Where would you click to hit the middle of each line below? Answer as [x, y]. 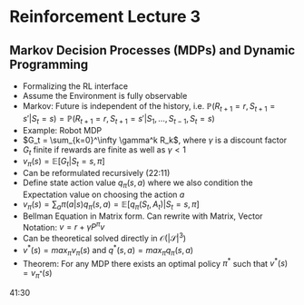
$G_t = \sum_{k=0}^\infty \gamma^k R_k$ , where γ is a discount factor [155, 140]
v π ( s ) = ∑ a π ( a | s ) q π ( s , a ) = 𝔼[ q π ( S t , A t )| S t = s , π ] [111, 205]
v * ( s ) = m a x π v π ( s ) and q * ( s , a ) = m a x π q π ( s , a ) [108, 251]
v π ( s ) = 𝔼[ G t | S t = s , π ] [64, 162]
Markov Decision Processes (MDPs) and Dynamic [152, 50]
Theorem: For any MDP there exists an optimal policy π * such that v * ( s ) [155, 262]
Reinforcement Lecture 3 [105, 17]
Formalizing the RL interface [75, 86]
